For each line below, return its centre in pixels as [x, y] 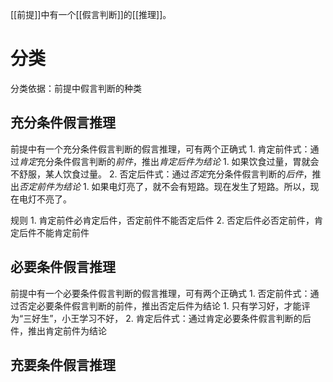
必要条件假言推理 [63, 267]
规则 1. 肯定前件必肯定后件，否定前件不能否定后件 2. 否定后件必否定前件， [162, 220]
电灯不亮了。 [45, 199]
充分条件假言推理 [63, 123]
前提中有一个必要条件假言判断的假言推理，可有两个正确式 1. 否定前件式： [160, 293]
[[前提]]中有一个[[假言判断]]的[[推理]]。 [91, 14]
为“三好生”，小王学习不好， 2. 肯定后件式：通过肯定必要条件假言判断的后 [161, 318]
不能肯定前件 [63, 232]
